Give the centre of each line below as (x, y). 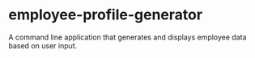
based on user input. (43, 45)
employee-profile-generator (106, 15)
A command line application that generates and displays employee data (127, 37)
